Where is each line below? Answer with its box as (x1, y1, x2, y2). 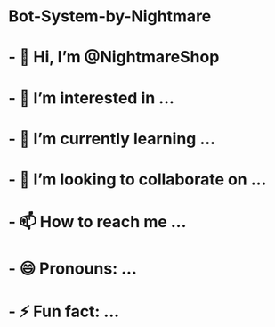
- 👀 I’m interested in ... (8, 87, 175, 108)
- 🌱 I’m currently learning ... (8, 128, 215, 149)
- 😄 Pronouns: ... (8, 258, 137, 279)
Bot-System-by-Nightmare (8, 6, 212, 27)
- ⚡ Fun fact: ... (8, 301, 120, 322)
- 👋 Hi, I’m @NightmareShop (8, 47, 220, 68)
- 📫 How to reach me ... (8, 212, 187, 233)
